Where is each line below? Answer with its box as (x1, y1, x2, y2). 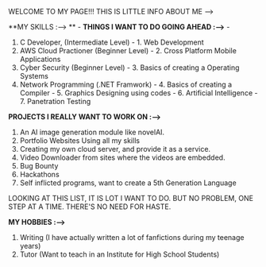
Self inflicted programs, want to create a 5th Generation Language (19, 178, 237, 188)
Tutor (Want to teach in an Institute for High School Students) (19, 250, 220, 259)
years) (19, 242, 41, 250)
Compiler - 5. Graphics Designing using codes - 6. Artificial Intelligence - (19, 88, 258, 98)
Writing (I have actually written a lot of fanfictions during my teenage (19, 233, 245, 242)
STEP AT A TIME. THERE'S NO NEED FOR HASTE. (8, 202, 172, 211)
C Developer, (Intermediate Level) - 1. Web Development (19, 37, 204, 47)
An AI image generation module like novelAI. (19, 127, 165, 137)
